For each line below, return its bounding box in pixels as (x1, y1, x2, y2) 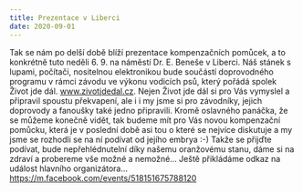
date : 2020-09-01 (9, 22, 76, 31)
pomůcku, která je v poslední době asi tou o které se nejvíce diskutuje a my (9, 124, 293, 135)
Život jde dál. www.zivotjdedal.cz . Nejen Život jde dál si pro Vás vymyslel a (9, 86, 290, 96)
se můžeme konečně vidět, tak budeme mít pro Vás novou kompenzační (9, 115, 281, 126)
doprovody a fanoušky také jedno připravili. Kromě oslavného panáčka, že (9, 105, 289, 116)
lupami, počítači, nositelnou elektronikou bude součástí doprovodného (9, 66, 274, 77)
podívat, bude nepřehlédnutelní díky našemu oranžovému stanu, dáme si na (9, 143, 295, 155)
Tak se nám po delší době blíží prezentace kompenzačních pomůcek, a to (9, 46, 286, 57)
